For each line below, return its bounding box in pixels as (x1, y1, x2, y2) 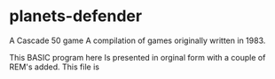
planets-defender (9, 6, 143, 26)
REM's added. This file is (9, 61, 100, 72)
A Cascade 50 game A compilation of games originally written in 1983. (9, 35, 266, 46)
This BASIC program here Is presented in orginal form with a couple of (9, 52, 266, 62)
